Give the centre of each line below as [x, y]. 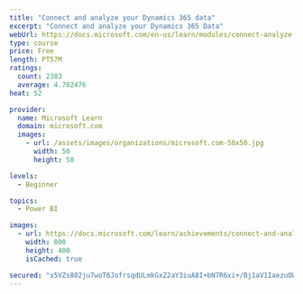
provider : [28, 109]
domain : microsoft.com [60, 126]
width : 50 [51, 152]
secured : [26, 275]
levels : [24, 176]
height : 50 [54, 160]
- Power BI [38, 209]
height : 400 [48, 250]
